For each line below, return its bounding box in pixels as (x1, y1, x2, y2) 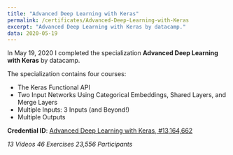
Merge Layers (17, 98, 58, 107)
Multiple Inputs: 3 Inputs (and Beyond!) (17, 105, 130, 114)
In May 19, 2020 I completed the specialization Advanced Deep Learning (7, 49, 218, 57)
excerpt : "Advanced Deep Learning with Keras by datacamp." (7, 23, 187, 30)
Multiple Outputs (17, 113, 66, 121)
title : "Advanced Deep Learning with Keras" (7, 10, 139, 17)
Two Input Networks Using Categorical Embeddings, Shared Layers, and (17, 91, 226, 99)
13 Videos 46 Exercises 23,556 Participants (7, 140, 133, 149)
